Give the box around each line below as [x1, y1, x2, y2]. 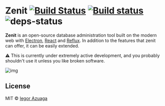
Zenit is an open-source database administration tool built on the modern [5, 32, 157, 38]
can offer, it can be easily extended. [5, 42, 79, 48]
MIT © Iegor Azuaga [5, 95, 48, 101]
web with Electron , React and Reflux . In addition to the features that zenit [5, 37, 156, 43]
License [5, 82, 31, 90]
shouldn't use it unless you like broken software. [5, 57, 105, 63]
